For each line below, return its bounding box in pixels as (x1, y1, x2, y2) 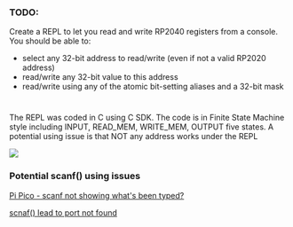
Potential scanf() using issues (9, 170, 140, 183)
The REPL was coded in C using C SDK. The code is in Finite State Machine (9, 113, 285, 123)
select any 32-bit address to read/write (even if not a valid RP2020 (21, 53, 266, 64)
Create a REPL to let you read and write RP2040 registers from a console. (9, 27, 278, 37)
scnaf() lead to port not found (9, 207, 118, 218)
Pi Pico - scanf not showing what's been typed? (9, 190, 185, 200)
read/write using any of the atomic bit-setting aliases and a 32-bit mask (21, 82, 284, 92)
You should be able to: (9, 35, 91, 46)
